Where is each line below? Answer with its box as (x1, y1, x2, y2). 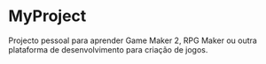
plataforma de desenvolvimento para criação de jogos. (8, 44, 208, 54)
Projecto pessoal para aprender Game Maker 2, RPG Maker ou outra (8, 35, 258, 46)
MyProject (8, 6, 87, 26)
